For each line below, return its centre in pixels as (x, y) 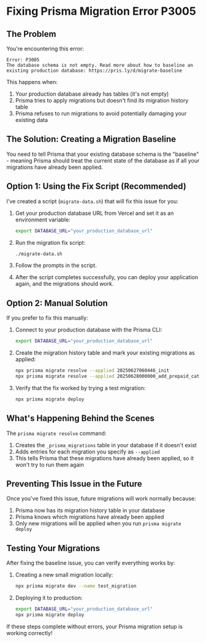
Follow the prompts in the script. (56, 266)
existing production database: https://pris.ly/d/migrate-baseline (94, 71)
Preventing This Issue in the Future (74, 484)
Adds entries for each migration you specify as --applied (88, 452)
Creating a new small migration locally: (64, 575)
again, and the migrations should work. (64, 284)
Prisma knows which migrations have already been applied (90, 517)
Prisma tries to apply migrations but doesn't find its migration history (102, 100)
